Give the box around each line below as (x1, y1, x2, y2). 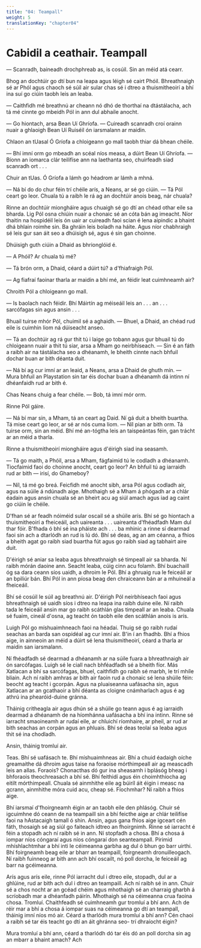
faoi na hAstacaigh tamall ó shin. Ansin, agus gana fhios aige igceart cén (6, 817, 186, 824)
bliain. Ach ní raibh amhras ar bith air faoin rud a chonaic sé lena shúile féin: (6, 674, 194, 681)
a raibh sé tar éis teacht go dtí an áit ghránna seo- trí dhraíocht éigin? (6, 918, 178, 925)
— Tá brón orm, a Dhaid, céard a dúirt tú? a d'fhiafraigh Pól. (6, 264, 154, 272)
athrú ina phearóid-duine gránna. (6, 693, 88, 700)
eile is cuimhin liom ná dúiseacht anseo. (6, 324, 105, 331)
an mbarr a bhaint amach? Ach (6, 936, 82, 943)
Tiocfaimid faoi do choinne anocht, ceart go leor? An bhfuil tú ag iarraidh (6, 463, 186, 470)
